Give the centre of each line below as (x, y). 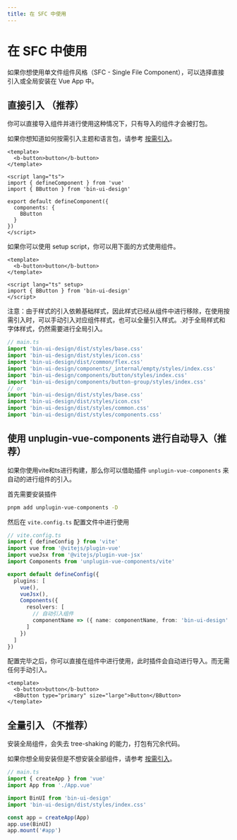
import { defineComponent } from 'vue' (66, 183)
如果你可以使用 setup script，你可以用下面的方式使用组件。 (93, 247)
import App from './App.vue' (50, 786)
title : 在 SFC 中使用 (37, 14)
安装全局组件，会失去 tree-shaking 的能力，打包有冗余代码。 (96, 744)
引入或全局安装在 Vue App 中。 (53, 81)
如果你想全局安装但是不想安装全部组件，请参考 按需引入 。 (92, 759)
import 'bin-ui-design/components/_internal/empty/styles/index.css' (112, 369)
